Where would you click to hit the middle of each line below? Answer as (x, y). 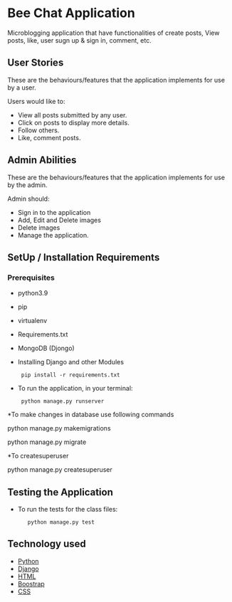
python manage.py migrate (47, 442)
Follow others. (38, 130)
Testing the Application (60, 492)
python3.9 (33, 293)
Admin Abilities (42, 160)
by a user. (22, 88)
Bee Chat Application (71, 13)
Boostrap (31, 583)
